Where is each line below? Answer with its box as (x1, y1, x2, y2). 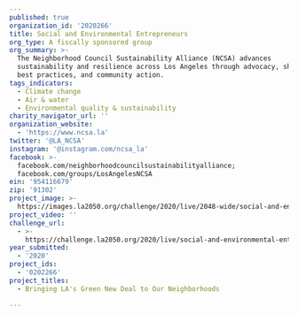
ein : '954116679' (9, 178, 74, 187)
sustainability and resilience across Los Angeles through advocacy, (17, 63, 279, 72)
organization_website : (9, 120, 93, 129)
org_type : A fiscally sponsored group (9, 37, 153, 47)
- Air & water (17, 95, 69, 104)
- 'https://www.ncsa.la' (17, 128, 109, 137)
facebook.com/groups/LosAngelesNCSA (17, 169, 153, 178)
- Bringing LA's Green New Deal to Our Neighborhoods (17, 284, 220, 293)
